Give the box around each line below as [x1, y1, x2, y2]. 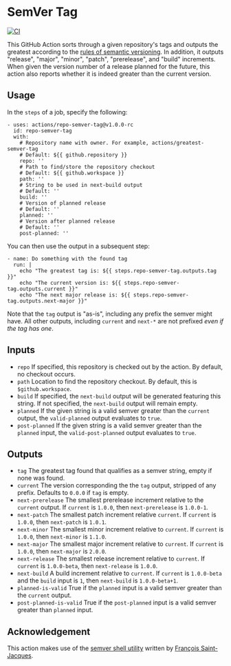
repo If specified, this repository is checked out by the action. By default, [16, 363, 223, 371]
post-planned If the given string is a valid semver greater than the [16, 421, 202, 430]
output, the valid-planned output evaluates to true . [16, 414, 162, 422]
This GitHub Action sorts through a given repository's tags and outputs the [7, 40, 219, 48]
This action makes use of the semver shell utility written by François [7, 644, 199, 652]
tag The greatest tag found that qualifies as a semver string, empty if [16, 467, 212, 475]
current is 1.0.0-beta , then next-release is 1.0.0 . [16, 562, 158, 570]
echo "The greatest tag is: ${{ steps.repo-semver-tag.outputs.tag [19, 267, 217, 274]
